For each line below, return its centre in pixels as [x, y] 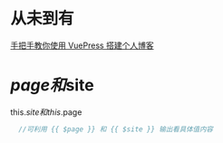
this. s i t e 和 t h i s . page [46, 112]
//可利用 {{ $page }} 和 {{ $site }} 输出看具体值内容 [116, 129]
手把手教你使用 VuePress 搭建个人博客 [82, 45]
